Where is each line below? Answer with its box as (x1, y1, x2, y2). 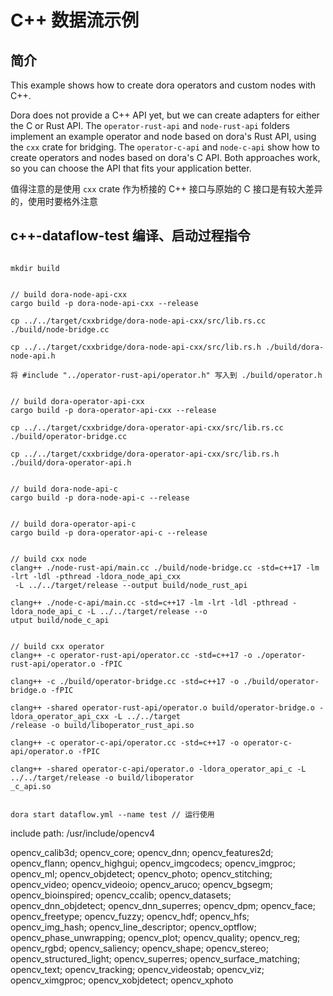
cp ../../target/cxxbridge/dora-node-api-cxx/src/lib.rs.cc (10, 316, 267, 326)
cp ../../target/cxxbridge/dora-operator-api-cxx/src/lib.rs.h (10, 449, 280, 459)
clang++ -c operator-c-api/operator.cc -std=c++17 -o (10, 737, 240, 748)
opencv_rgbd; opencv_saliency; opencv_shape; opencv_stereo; (10, 942, 269, 954)
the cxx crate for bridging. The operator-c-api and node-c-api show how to (10, 141, 320, 153)
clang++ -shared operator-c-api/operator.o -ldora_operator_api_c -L (10, 764, 307, 774)
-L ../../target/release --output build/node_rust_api (14, 580, 248, 590)
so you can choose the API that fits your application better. (10, 162, 252, 174)
